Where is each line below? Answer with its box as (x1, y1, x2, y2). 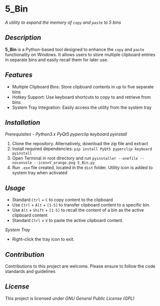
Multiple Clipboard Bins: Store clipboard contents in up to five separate (12, 84, 154, 89)
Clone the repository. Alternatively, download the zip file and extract (12, 141, 148, 147)
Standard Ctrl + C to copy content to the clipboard (12, 197, 113, 203)
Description (5, 34, 41, 42)
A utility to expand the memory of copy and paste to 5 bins (5, 19, 121, 25)
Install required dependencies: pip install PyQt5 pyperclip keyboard (12, 146, 152, 152)
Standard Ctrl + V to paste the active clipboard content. (12, 218, 124, 223)
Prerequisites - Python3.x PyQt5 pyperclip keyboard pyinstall (5, 131, 127, 137)
